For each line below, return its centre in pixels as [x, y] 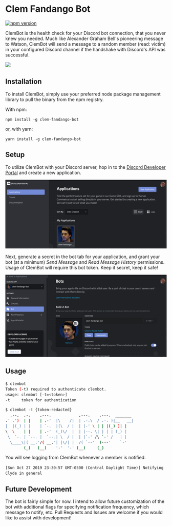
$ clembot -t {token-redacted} [39, 410]
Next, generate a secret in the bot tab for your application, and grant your [83, 257]
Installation [24, 82]
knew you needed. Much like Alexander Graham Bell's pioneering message [84, 38]
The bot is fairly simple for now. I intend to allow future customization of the [85, 501]
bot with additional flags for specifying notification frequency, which [77, 507]
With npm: [16, 109]
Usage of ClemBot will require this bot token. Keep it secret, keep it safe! [82, 268]
